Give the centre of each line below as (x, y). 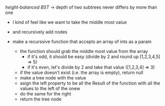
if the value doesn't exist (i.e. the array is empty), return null (81, 72)
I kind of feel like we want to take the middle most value (70, 22)
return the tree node (40, 99)
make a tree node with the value (53, 78)
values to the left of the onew (50, 88)
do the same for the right (45, 94)
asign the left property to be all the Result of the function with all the (90, 83)
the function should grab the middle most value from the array (84, 51)
